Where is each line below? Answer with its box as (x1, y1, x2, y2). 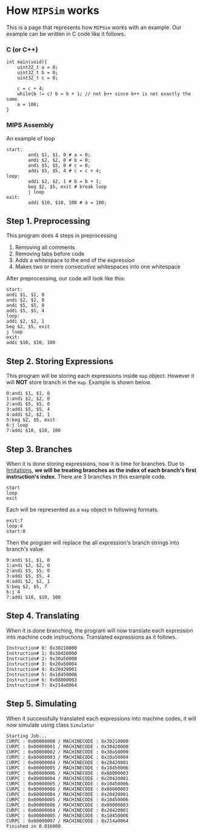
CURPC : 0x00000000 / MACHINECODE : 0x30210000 (6, 738, 129, 744)
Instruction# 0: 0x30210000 (6, 645, 78, 651)
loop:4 (6, 523, 23, 529)
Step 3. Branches (6, 444, 73, 454)
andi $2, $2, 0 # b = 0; (28, 157, 91, 163)
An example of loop (6, 135, 55, 142)
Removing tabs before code (15, 250, 85, 258)
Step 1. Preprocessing (6, 216, 91, 226)
